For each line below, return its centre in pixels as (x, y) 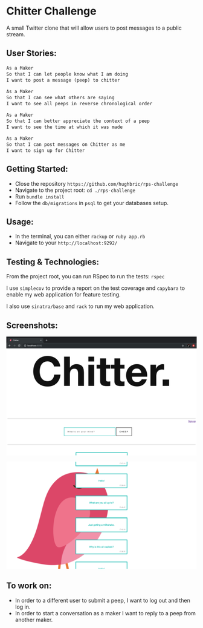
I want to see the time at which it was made (64, 127)
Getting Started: (37, 169)
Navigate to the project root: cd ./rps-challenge (75, 190)
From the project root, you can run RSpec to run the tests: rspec (85, 276)
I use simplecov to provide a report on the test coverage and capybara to (96, 288)
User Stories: (31, 54)
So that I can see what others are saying (60, 97)
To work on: (29, 586)
